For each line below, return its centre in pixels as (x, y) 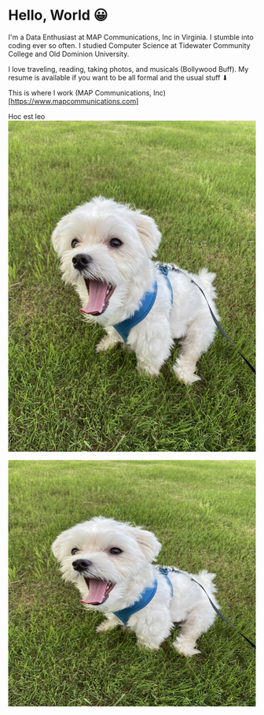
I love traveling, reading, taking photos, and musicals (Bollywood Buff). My (128, 69)
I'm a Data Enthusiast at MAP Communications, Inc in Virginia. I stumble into (131, 37)
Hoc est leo (27, 116)
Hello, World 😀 (58, 15)
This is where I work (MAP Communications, (80, 92)
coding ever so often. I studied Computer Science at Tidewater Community (129, 45)
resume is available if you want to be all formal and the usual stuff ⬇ (118, 77)
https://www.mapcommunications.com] (75, 101)
